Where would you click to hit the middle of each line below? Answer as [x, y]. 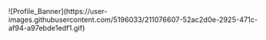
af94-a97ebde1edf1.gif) [47, 28]
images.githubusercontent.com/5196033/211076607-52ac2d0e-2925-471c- [133, 20]
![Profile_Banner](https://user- [58, 11]
